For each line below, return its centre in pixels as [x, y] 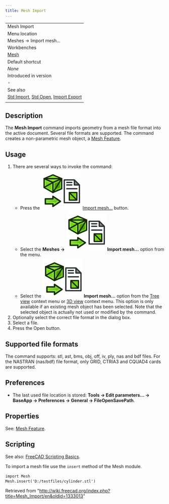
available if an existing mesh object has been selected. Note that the [91, 307]
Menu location [22, 33]
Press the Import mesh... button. [74, 208]
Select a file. [25, 323]
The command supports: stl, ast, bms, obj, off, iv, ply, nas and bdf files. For [83, 357]
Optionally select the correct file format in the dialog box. [72, 318]
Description [24, 116]
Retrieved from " [22, 490]
